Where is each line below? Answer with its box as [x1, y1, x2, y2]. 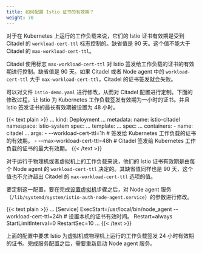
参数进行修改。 [155, 193, 193, 201]
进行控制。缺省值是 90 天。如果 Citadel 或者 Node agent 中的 [11, 68, 165, 75]
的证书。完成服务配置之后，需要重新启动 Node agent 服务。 [6, 240, 156, 247]
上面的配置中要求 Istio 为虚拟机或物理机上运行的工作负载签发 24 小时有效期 [6, 232, 194, 239]
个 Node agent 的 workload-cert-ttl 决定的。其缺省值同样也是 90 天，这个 [6, 165, 193, 172]
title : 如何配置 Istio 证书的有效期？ [6, 9, 95, 15]
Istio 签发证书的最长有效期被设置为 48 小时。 [6, 103, 119, 111]
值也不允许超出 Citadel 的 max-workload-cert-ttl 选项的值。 [6, 173, 157, 180]
